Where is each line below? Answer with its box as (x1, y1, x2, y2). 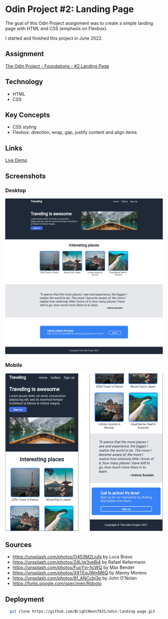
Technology (5, 78, 43, 86)
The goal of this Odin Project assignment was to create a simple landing (5, 20, 153, 26)
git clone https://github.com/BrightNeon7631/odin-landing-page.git (9, 609, 155, 614)
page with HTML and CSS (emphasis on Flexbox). (5, 25, 107, 31)
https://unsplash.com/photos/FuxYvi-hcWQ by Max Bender (12, 564, 135, 570)
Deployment (5, 595, 44, 603)
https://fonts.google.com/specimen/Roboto (12, 580, 102, 586)
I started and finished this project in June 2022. (5, 35, 103, 41)
